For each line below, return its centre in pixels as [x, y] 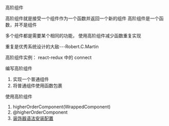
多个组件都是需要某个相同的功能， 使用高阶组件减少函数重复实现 [73, 36]
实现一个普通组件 [31, 79]
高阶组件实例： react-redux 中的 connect [49, 57]
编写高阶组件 [19, 68]
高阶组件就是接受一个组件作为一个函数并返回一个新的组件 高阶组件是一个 [82, 18]
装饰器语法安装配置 [33, 118]
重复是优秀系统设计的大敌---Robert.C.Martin [52, 47]
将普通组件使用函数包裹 [37, 86]
